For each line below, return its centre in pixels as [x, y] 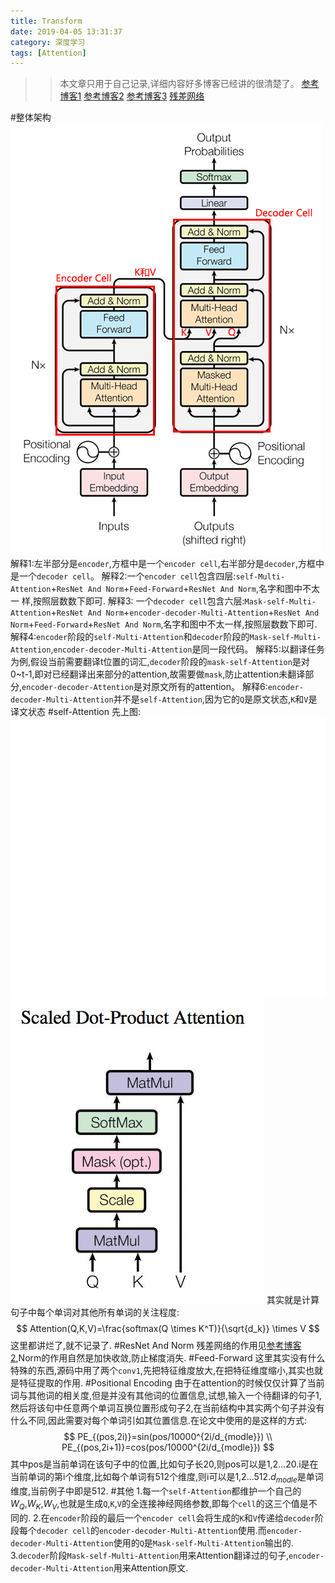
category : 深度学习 [48, 42]
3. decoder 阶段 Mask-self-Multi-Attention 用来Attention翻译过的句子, [149, 1555]
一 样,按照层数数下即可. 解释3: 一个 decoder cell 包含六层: [127, 601]
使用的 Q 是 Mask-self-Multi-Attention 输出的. [203, 1542]
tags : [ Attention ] [48, 53]
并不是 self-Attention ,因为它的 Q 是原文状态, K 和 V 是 [215, 699]
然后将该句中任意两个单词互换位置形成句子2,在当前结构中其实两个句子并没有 [167, 1408]
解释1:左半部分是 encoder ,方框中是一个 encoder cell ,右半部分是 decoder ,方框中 [167, 564]
